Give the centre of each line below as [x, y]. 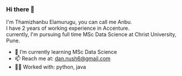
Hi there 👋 [21, 9]
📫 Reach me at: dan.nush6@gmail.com [63, 58]
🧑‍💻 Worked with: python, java [50, 67]
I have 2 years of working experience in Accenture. [68, 28]
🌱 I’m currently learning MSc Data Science [66, 52]
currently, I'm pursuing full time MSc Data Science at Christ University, [91, 34]
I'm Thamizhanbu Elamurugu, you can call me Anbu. [69, 22]
